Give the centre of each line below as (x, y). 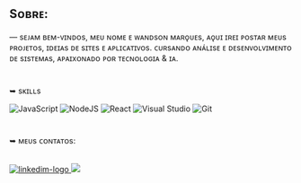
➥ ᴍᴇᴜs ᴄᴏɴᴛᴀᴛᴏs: (43, 141)
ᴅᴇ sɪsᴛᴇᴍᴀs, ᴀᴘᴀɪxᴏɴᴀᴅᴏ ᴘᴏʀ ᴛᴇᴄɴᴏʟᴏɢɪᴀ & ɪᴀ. (94, 58)
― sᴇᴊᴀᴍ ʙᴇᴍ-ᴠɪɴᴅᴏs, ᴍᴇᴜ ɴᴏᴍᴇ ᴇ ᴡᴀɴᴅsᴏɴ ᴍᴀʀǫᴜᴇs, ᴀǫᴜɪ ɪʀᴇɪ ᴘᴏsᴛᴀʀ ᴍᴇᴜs (148, 37)
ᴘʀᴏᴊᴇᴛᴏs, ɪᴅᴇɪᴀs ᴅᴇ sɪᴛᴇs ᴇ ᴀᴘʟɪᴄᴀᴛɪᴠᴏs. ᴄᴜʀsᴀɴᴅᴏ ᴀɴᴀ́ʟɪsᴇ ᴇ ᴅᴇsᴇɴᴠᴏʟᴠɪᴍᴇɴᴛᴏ (150, 48)
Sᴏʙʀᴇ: (29, 14)
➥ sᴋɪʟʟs (25, 91)
